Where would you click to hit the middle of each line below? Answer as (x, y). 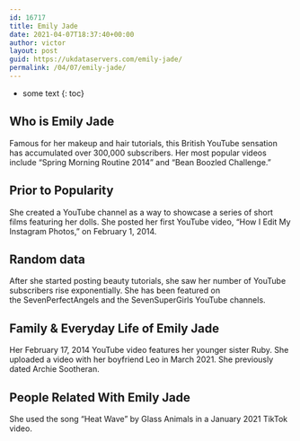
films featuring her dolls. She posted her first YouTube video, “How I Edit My (150, 222)
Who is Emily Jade (62, 122)
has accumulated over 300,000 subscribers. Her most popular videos (138, 153)
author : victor (38, 43)
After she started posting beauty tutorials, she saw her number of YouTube (148, 281)
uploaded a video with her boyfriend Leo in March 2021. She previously (141, 359)
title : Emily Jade (44, 26)
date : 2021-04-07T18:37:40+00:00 (72, 34)
